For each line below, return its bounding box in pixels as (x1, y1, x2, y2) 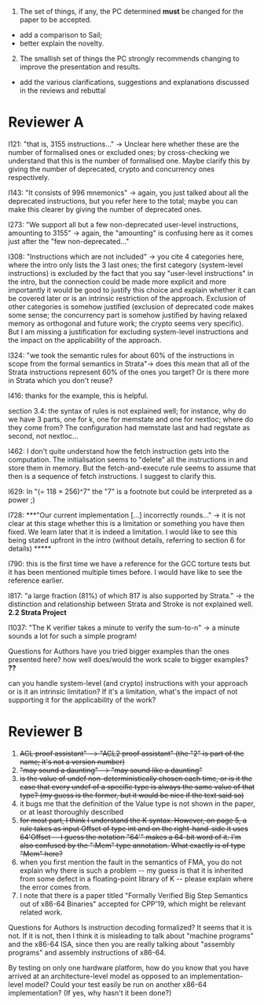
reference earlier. (8, 576, 64, 585)
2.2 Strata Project (8, 607, 67, 617)
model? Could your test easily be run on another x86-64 (24, 979, 207, 989)
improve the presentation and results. (19, 62, 141, 72)
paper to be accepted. (19, 15, 92, 24)
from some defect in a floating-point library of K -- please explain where (19, 874, 254, 883)
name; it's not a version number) (19, 757, 126, 766)
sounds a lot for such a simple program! (8, 631, 137, 640)
